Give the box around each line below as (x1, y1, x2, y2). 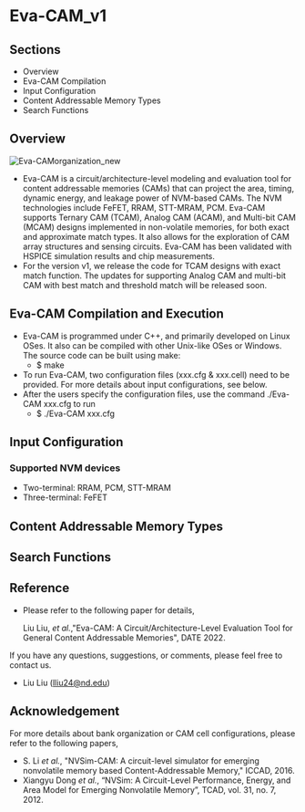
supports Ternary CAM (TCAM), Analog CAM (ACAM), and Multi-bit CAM (22, 212, 296, 223)
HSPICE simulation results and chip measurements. (22, 250, 216, 261)
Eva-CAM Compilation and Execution (9, 307, 225, 322)
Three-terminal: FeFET (22, 492, 107, 503)
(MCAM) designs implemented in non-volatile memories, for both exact (22, 221, 290, 233)
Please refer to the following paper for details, (22, 604, 195, 616)
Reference (9, 580, 70, 596)
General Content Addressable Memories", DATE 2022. (22, 631, 226, 643)
